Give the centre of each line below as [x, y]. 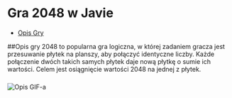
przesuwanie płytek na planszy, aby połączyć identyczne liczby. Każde [111, 54]
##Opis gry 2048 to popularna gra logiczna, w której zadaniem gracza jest [116, 46]
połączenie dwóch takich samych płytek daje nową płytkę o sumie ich [109, 61]
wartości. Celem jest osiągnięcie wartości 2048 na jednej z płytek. [104, 69]
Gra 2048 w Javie [60, 13]
